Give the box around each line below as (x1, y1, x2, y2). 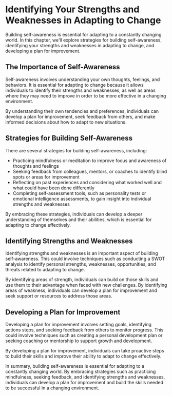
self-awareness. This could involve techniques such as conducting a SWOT (5, 255, 165, 262)
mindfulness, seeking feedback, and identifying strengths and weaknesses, (5, 374, 165, 380)
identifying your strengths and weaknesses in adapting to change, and (5, 42, 155, 48)
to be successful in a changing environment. (5, 385, 99, 391)
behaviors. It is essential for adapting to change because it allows (5, 82, 144, 88)
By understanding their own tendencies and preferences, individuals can (5, 108, 159, 114)
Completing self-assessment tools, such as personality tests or (12, 190, 146, 196)
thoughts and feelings (12, 163, 59, 169)
